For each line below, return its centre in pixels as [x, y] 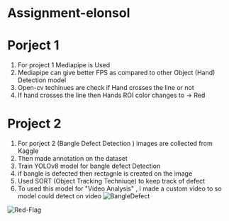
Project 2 [34, 124]
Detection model [42, 80]
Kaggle [28, 151]
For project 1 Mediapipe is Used [64, 65]
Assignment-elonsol [69, 13]
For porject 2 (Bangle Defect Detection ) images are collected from [115, 144]
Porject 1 [33, 46]
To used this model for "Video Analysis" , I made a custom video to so [119, 188]
